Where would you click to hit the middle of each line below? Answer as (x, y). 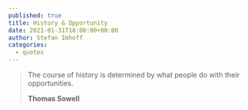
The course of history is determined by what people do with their (134, 75)
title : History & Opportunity (58, 23)
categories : (28, 45)
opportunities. (50, 83)
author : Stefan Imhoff (46, 38)
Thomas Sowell (53, 99)
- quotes (30, 52)
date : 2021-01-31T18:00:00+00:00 (63, 30)
